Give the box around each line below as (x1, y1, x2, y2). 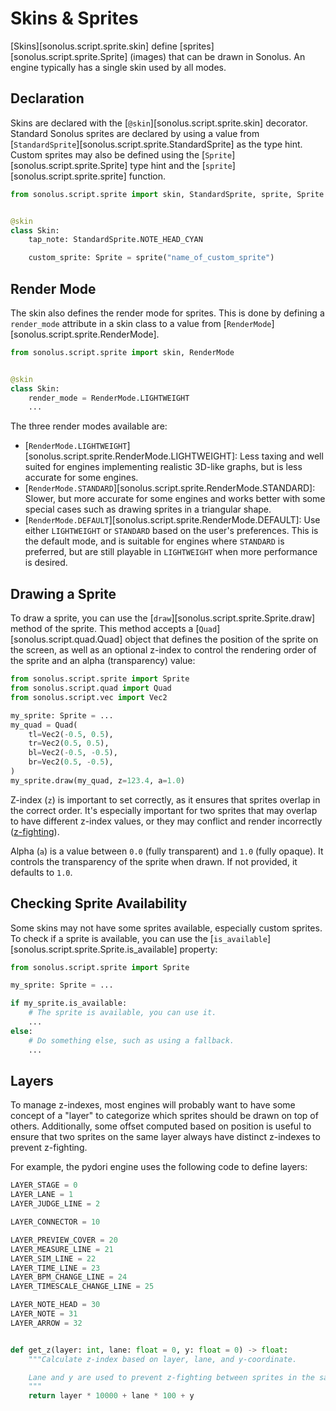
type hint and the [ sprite (129, 159, 233, 171)
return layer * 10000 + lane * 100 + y (28, 1391, 195, 1401)
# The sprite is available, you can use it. (28, 1008, 217, 1018)
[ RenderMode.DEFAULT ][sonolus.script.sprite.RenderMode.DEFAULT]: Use (24, 514, 321, 526)
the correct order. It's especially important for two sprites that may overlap (10, 804, 318, 816)
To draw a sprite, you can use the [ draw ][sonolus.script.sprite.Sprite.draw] (10, 612, 316, 624)
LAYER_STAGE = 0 (10, 1180, 78, 1191)
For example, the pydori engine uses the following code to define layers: (10, 1161, 308, 1173)
